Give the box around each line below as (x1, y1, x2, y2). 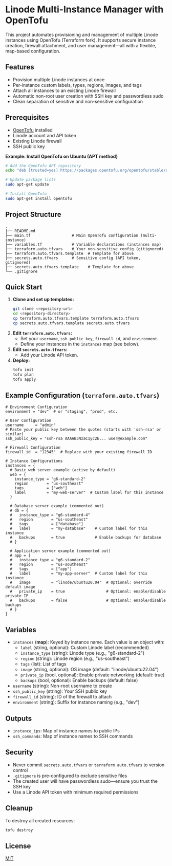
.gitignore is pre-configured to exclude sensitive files (12, 772, 127, 779)
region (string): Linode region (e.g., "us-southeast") (20, 655, 130, 661)
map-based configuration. (5, 48, 60, 54)
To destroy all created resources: (5, 817, 75, 823)
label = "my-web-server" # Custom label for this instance (14, 490, 164, 495)
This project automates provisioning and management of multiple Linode (5, 31, 159, 38)
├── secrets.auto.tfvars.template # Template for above (5, 264, 134, 269)
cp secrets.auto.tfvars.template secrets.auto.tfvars (12, 321, 130, 326)
